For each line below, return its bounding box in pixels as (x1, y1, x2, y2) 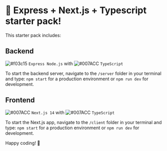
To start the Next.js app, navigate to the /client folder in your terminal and (5, 119, 162, 125)
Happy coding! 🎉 (5, 140, 41, 146)
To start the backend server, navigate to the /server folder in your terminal (5, 70, 162, 76)
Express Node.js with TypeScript (29, 61, 123, 67)
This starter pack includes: (5, 32, 61, 38)
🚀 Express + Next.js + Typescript (5, 5, 147, 16)
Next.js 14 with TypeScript (31, 109, 115, 115)
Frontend (5, 96, 35, 105)
